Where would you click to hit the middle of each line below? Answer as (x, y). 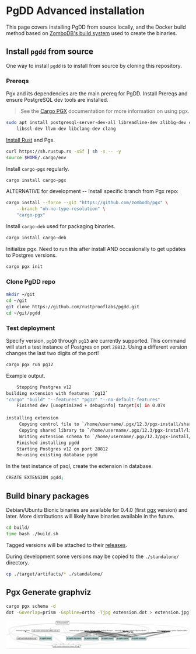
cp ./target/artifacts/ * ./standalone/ (55, 574)
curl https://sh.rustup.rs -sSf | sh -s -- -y (64, 151)
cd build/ (18, 528)
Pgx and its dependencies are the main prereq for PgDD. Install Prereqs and (97, 94)
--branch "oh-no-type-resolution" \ (61, 209)
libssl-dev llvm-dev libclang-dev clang (66, 129)
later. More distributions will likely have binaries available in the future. (90, 516)
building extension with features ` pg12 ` (57, 393)
